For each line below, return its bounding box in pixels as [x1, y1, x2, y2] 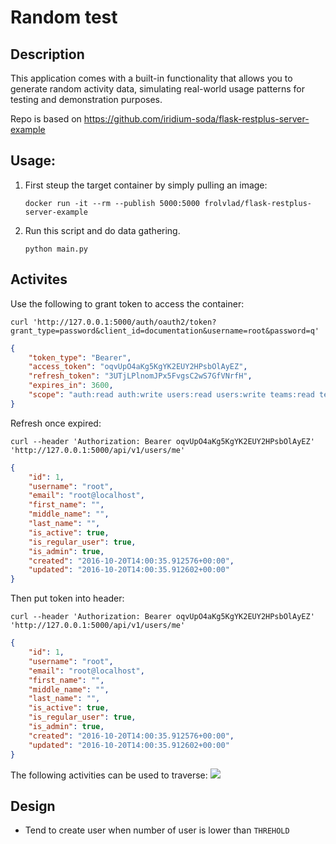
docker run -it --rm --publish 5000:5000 [24, 198, 200, 208]
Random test [10, 6, 118, 29]
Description [10, 46, 85, 63]
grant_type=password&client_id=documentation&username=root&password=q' [10, 326, 320, 336]
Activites [10, 271, 68, 288]
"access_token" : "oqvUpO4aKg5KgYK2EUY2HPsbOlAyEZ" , [28, 362, 248, 372]
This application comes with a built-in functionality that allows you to [10, 72, 293, 84]
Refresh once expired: [10, 417, 102, 429]
